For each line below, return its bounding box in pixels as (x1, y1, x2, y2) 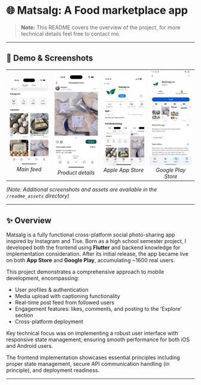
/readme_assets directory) (6, 192, 70, 199)
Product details (57, 169, 95, 177)
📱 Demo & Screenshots (6, 53, 93, 63)
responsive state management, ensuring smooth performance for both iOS (6, 336, 190, 343)
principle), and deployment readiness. (6, 366, 100, 374)
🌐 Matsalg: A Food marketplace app (6, 4, 188, 17)
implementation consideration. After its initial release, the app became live (6, 250, 188, 257)
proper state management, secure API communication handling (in (6, 360, 170, 367)
